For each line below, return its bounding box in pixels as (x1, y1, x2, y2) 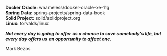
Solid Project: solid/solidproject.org (5, 15, 81, 21)
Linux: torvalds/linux (5, 20, 49, 26)
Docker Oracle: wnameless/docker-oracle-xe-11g (5, 5, 110, 10)
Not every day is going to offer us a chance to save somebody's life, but (5, 31, 162, 36)
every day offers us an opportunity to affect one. (5, 36, 112, 42)
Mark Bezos (5, 46, 31, 51)
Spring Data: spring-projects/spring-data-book (5, 10, 105, 16)
